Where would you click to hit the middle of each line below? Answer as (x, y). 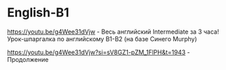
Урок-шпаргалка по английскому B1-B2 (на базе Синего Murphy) (102, 38)
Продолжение (28, 59)
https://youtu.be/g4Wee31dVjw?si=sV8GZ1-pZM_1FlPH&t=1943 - (99, 52)
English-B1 (38, 13)
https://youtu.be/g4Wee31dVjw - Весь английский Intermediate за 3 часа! (113, 32)
